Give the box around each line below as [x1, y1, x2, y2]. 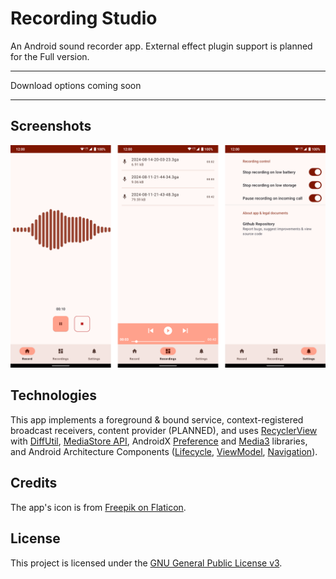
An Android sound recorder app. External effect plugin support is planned [10, 40, 313, 52]
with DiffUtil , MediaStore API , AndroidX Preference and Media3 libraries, [10, 435, 308, 447]
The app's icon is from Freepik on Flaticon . [10, 501, 187, 513]
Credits [10, 475, 58, 492]
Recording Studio [10, 7, 158, 30]
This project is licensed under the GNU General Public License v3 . [10, 557, 283, 569]
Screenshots [10, 118, 92, 135]
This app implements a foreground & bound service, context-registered [10, 413, 304, 426]
